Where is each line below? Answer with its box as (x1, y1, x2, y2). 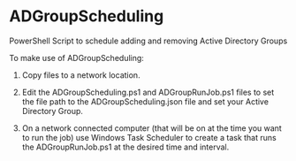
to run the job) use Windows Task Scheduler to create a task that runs (21, 132, 277, 142)
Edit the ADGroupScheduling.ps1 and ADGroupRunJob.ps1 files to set (21, 87, 275, 97)
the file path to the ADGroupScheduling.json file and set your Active (21, 96, 269, 107)
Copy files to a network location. (21, 69, 140, 80)
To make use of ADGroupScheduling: (9, 52, 144, 63)
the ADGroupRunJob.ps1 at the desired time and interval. (21, 142, 230, 152)
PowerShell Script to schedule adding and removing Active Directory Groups (9, 35, 288, 46)
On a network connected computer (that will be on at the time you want (21, 122, 283, 134)
